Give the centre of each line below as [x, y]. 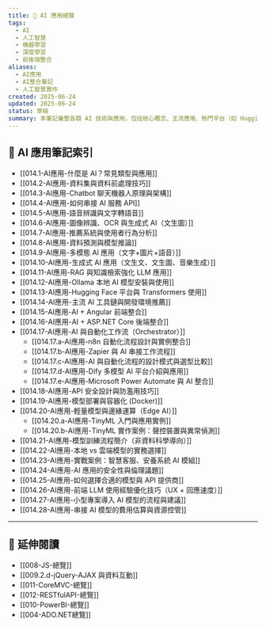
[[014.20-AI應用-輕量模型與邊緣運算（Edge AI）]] [98, 410]
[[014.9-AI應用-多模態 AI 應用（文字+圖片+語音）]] [100, 252]
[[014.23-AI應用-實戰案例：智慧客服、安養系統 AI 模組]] [110, 460]
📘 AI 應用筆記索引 [51, 152]
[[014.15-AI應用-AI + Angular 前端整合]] [83, 312]
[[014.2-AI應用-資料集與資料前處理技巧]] [85, 183]
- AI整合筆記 [34, 82]
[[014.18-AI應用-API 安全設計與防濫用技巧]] [89, 391]
